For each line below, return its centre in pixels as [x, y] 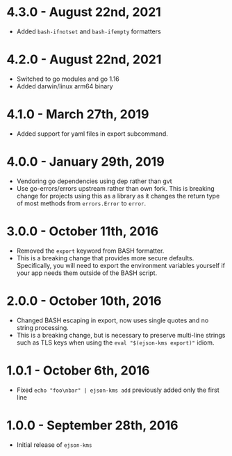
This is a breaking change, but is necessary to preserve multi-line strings [121, 335]
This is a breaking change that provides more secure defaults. [105, 258]
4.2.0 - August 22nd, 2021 [84, 60]
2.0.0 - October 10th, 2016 [84, 301]
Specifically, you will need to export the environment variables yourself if [121, 265]
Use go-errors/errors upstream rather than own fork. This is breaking [115, 188]
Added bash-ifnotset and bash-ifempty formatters [89, 31]
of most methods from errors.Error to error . [81, 203]
